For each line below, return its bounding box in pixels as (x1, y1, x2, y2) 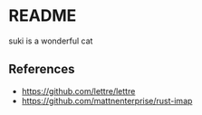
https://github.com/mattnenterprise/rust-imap (21, 95, 193, 106)
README (8, 5, 77, 26)
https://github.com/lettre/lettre (21, 85, 136, 96)
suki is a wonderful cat (8, 35, 93, 46)
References (8, 62, 75, 77)
